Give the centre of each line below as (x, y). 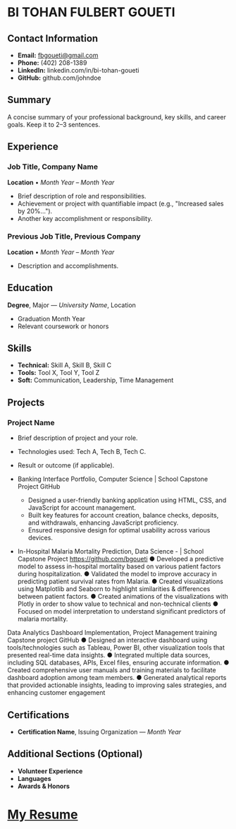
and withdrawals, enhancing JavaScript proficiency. (103, 523)
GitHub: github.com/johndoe (59, 78)
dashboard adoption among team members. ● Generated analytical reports (117, 678)
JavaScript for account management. (82, 508)
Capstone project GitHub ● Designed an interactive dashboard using (107, 640)
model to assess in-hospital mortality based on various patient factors (119, 566)
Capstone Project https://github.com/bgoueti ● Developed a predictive (120, 559)
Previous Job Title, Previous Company (74, 237)
